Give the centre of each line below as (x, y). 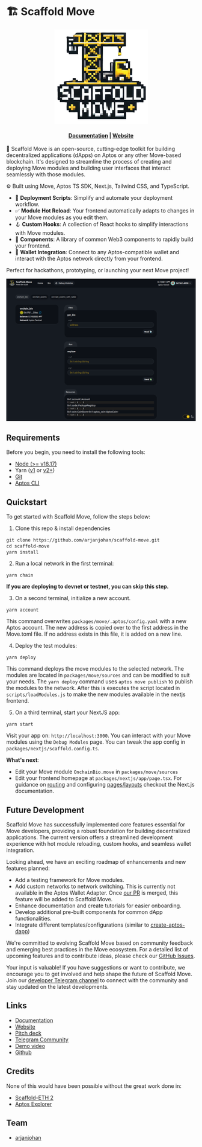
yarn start (20, 724)
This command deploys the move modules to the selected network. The (95, 669)
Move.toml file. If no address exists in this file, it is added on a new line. (94, 634)
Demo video (30, 1046)
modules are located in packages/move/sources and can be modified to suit (98, 675)
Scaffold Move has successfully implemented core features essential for (96, 825)
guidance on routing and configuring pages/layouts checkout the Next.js (105, 785)
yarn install (23, 552)
